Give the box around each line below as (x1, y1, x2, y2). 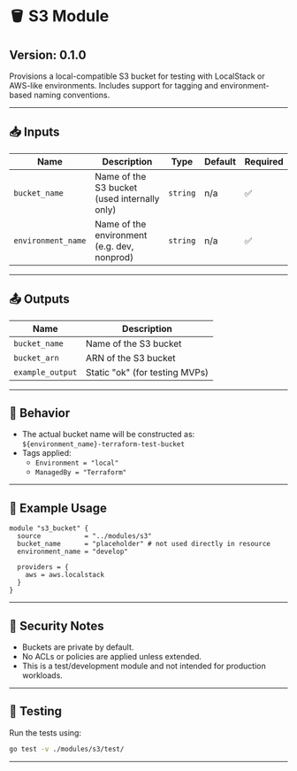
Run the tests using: (9, 727, 82, 738)
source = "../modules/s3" (17, 532, 152, 541)
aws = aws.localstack (25, 571, 104, 580)
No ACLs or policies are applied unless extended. (21, 651, 202, 662)
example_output (13, 367, 78, 377)
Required (244, 155, 284, 167)
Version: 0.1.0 (9, 47, 87, 62)
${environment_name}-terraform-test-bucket (21, 440, 186, 449)
